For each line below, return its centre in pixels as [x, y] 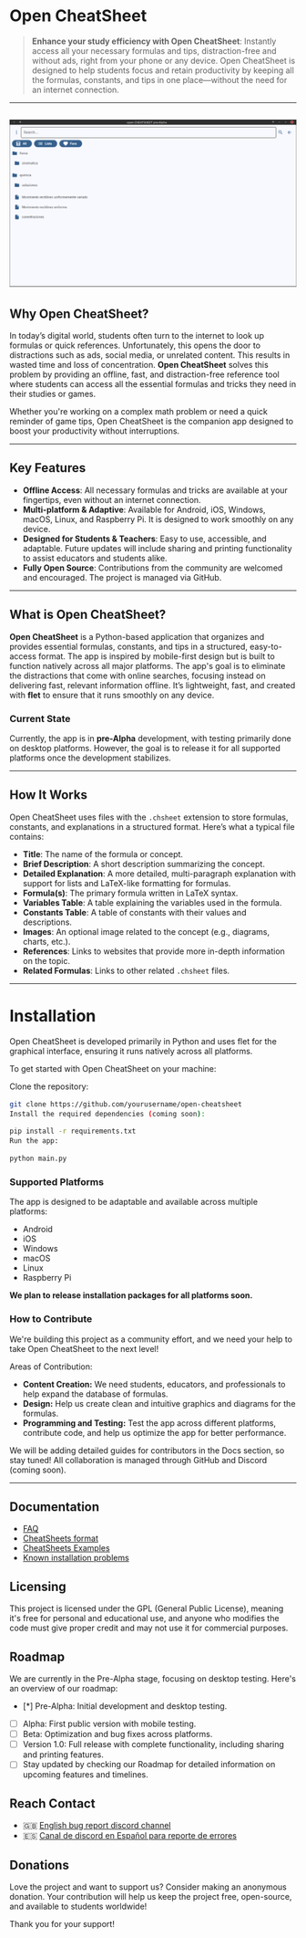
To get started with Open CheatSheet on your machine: [113, 1068]
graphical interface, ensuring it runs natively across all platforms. [131, 1051]
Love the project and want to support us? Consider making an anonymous [148, 1887]
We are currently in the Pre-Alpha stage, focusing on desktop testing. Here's [153, 1679]
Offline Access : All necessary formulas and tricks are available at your [155, 490]
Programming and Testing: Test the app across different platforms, [149, 1423]
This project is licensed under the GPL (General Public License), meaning [147, 1608]
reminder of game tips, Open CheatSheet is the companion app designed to [152, 421]
